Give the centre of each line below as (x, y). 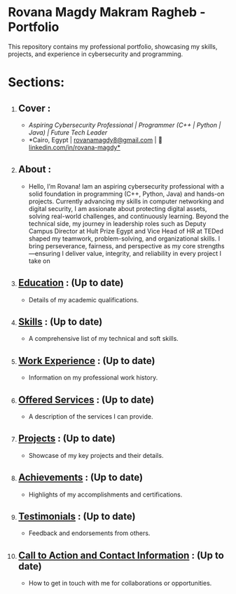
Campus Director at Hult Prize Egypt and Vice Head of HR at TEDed (126, 231)
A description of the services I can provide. (91, 417)
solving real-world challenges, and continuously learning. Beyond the (129, 216)
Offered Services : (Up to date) (86, 399)
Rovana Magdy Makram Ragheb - (107, 12)
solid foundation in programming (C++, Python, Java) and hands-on (126, 194)
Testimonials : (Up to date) (77, 517)
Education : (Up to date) (71, 283)
